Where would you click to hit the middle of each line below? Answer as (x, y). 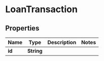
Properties (22, 28)
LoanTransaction (41, 9)
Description (62, 42)
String (35, 51)
